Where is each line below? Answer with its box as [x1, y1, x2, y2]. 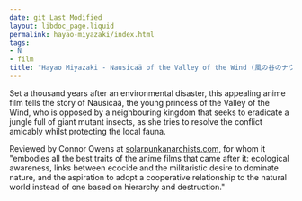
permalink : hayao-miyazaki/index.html [9, 30, 155, 39]
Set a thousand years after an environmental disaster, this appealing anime [9, 87, 286, 99]
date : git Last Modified [9, 13, 102, 22]
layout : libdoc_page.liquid [9, 22, 115, 31]
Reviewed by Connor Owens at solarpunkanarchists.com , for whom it [9, 143, 266, 153]
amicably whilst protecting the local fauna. [9, 126, 166, 136]
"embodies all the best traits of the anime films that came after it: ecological [9, 153, 289, 163]
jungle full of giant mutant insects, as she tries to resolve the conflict [9, 116, 263, 127]
